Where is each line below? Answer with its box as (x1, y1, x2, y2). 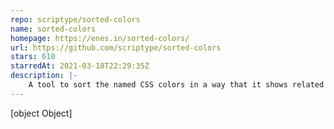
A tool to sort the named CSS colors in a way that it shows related (28, 80, 325, 90)
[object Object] (10, 107, 73, 119)
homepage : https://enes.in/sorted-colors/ (10, 33, 190, 43)
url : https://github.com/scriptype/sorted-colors (10, 42, 222, 53)
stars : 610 (10, 52, 56, 62)
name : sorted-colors (10, 24, 97, 34)
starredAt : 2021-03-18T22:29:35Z (10, 61, 150, 71)
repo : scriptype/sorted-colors (10, 14, 141, 25)
